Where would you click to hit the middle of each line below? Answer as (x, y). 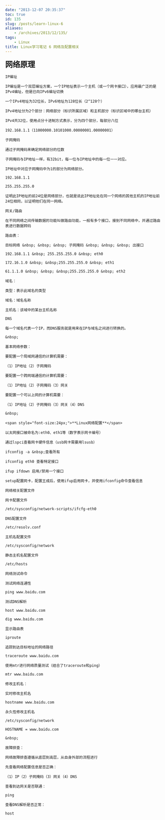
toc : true (15, 14)
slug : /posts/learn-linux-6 (34, 24)
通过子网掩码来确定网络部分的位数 (35, 149)
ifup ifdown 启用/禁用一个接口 (35, 471)
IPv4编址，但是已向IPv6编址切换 (35, 92)
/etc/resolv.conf (23, 527)
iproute (13, 637)
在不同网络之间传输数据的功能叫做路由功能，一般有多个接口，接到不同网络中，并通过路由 (83, 220)
